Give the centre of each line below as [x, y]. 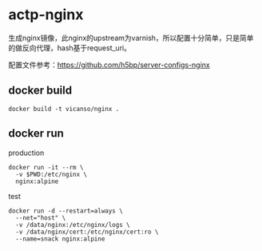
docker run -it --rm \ [46, 167]
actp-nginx [46, 15]
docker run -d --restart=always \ [66, 211]
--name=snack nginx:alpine [60, 239]
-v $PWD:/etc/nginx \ [52, 174]
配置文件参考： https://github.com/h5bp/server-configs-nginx [109, 65]
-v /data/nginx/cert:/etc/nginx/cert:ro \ [87, 232]
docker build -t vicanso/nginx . [64, 109]
